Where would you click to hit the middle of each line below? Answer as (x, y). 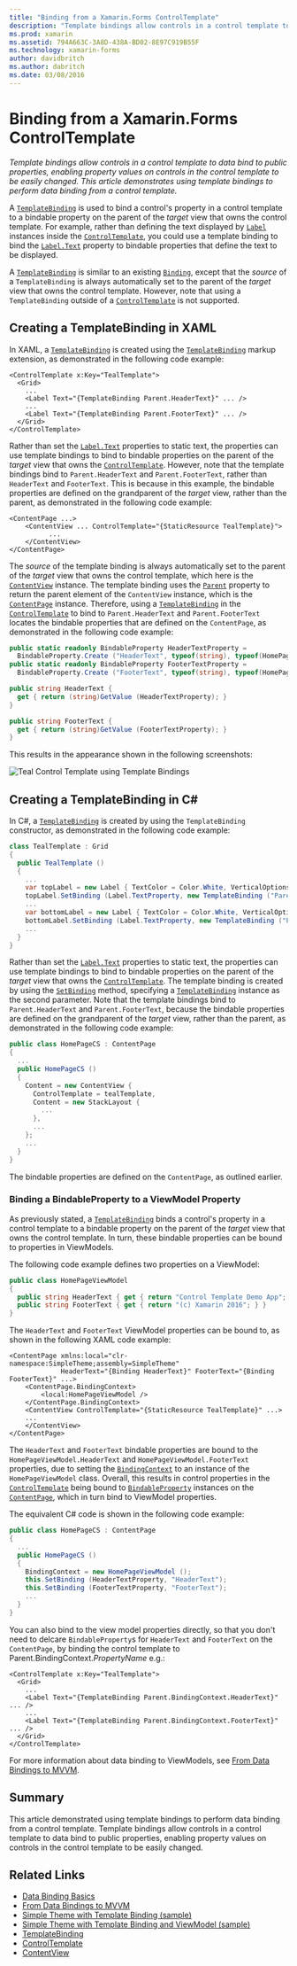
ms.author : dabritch (47, 67)
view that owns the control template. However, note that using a (125, 291)
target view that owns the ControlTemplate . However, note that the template (147, 464)
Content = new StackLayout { (86, 1102)
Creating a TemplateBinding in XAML (113, 328)
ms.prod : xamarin (41, 34)
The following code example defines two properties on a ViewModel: (134, 1264)
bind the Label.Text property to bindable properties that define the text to (143, 245)
